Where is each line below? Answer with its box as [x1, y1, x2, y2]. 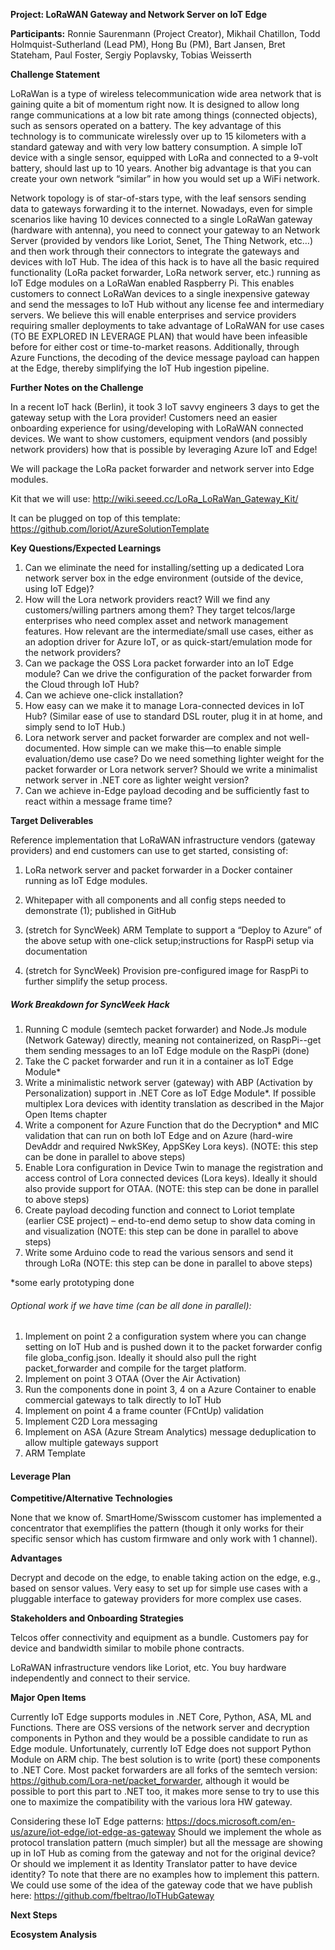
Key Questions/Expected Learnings [10, 542, 162, 554]
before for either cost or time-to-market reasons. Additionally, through [10, 341, 300, 353]
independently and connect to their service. [10, 1672, 191, 1684]
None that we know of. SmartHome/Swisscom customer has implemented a [10, 1512, 322, 1524]
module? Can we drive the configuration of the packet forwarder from [24, 668, 313, 679]
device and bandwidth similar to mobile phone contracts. [10, 1642, 245, 1654]
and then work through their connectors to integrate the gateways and [10, 245, 300, 257]
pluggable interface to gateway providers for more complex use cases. [10, 1593, 302, 1605]
